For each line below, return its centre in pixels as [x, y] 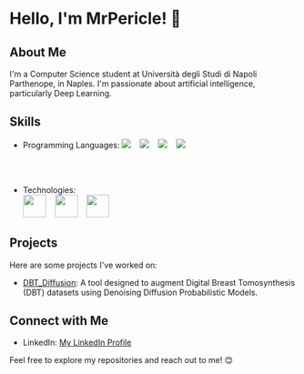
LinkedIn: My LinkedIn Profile [77, 343]
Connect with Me [59, 321]
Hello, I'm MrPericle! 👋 [96, 19]
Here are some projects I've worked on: [83, 265]
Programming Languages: [71, 145]
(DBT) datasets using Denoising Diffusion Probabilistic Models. [140, 292]
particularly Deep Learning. [61, 93]
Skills [25, 122]
